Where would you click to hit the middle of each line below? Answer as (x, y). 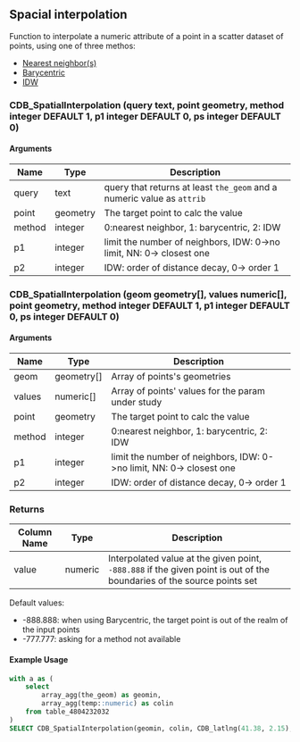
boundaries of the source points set (183, 581)
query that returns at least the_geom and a (191, 187)
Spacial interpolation (68, 15)
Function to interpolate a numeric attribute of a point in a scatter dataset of (146, 36)
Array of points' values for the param (188, 391)
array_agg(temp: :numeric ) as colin (108, 704)
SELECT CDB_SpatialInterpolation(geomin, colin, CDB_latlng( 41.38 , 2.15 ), (151, 728)
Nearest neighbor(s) (59, 63)
